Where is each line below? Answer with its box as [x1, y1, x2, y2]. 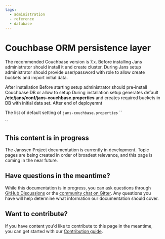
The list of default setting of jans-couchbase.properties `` [5, 110, 122, 116]
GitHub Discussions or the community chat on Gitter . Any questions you [5, 190, 151, 196]
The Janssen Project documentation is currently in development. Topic [5, 147, 149, 153]
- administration [9, 12, 45, 17]
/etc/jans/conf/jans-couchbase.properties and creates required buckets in [5, 95, 161, 101]
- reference [9, 16, 35, 21]
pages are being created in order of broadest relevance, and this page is [5, 152, 153, 158]
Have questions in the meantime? [5, 172, 110, 180]
